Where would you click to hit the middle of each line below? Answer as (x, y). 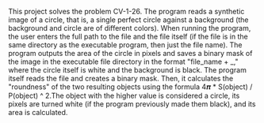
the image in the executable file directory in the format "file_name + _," (124, 61)
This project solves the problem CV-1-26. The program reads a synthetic (126, 11)
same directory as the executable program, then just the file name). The (125, 45)
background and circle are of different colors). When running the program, (130, 28)
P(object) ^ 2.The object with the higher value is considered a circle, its (124, 95)
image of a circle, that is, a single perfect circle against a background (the (128, 20)
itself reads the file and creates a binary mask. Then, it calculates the (121, 78)
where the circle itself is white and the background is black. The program (128, 70)
